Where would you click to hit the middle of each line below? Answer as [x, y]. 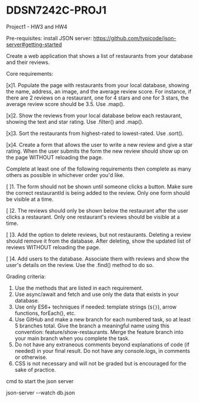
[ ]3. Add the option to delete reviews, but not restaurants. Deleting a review [99, 234]
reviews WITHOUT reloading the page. [53, 247]
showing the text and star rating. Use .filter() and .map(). [75, 121]
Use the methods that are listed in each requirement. [79, 288]
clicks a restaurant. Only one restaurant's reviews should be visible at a [93, 217]
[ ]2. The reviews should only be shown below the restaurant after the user [97, 210]
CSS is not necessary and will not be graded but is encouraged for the [100, 363]
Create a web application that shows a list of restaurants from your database [99, 56]
